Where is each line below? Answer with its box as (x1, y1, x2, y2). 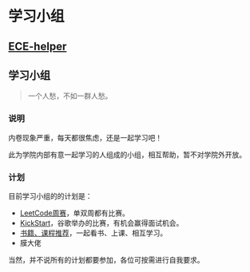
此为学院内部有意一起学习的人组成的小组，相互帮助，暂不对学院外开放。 (8, 149, 246, 160)
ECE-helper (8, 39, 67, 53)
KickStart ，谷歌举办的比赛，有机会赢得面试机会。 (19, 218, 184, 227)
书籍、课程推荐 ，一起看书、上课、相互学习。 (19, 228, 168, 238)
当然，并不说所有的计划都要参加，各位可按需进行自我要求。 (8, 254, 204, 264)
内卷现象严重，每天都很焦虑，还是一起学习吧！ (8, 132, 162, 142)
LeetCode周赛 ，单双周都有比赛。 (19, 208, 129, 218)
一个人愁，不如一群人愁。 (27, 91, 113, 101)
